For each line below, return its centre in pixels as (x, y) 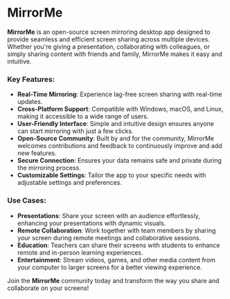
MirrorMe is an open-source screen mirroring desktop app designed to (109, 32)
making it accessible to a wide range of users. (83, 116)
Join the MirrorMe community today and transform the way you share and (113, 280)
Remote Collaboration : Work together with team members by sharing (116, 230)
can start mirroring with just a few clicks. (75, 131)
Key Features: (31, 79)
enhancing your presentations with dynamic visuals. (91, 223)
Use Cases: (27, 201)
